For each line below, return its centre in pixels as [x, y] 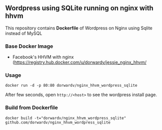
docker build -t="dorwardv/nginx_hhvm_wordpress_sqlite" [66, 118]
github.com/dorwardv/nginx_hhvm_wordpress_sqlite [58, 122]
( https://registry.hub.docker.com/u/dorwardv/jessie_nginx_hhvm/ [79, 62]
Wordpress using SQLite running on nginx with [79, 8]
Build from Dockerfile [32, 108]
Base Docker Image [29, 46]
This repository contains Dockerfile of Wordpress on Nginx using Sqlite [79, 28]
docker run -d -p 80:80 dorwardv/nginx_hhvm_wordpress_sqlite [71, 86]
